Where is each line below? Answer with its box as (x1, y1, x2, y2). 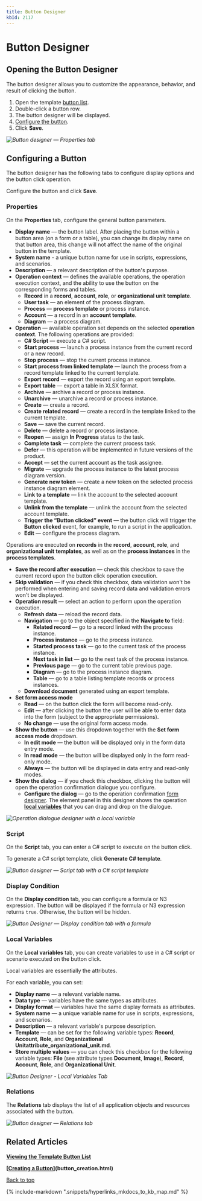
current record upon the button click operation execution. (14, 572, 158, 579)
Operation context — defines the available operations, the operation (14, 273, 186, 280)
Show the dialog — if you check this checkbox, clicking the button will (14, 777, 191, 785)
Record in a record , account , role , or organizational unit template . (24, 292, 192, 299)
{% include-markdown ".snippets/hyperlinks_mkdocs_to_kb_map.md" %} (6, 1188, 189, 1195)
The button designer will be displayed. (14, 111, 110, 118)
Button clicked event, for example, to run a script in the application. (24, 523, 192, 530)
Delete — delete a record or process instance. (24, 427, 139, 434)
